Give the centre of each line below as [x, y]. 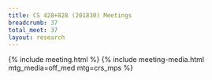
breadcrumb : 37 [33, 23]
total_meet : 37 [33, 30]
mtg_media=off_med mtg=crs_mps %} [71, 68]
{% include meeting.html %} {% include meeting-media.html [106, 60]
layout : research [37, 37]
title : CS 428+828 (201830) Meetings [70, 15]
